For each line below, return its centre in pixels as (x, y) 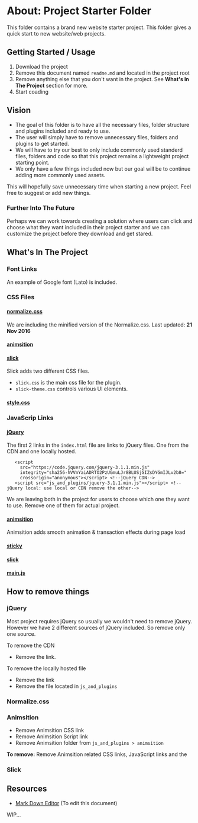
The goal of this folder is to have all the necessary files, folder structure (102, 124)
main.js (16, 573)
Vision (19, 111)
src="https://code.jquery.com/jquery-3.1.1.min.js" (85, 467)
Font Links (22, 269)
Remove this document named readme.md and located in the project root (102, 73)
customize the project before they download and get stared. (80, 233)
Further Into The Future (41, 208)
